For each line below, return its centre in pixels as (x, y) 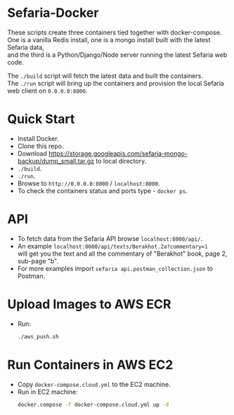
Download (32, 153)
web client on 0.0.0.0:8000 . (47, 91)
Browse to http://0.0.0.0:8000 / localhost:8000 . (89, 183)
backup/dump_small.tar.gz (56, 161)
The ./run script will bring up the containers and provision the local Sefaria (116, 83)
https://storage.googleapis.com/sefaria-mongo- (118, 153)
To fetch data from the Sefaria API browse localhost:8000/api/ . (110, 238)
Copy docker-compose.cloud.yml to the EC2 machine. (94, 384)
